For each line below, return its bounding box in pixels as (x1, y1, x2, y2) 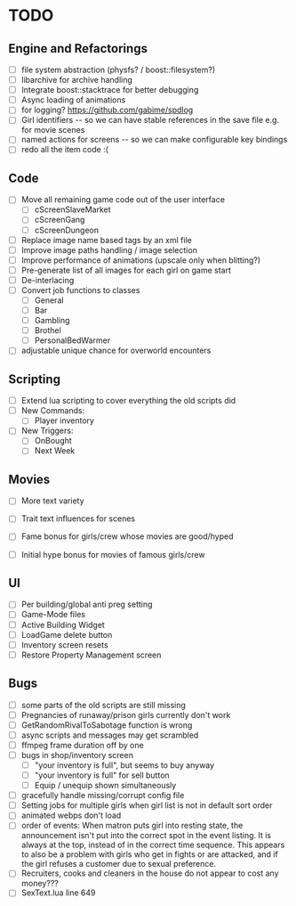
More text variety (20, 495, 85, 506)
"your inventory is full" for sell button (34, 770, 170, 780)
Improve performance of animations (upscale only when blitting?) (20, 255, 261, 265)
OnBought (34, 436, 72, 446)
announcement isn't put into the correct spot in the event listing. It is (20, 830, 272, 841)
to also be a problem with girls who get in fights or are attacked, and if (20, 849, 279, 860)
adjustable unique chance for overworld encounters (20, 345, 212, 356)
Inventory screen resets (20, 639, 108, 650)
